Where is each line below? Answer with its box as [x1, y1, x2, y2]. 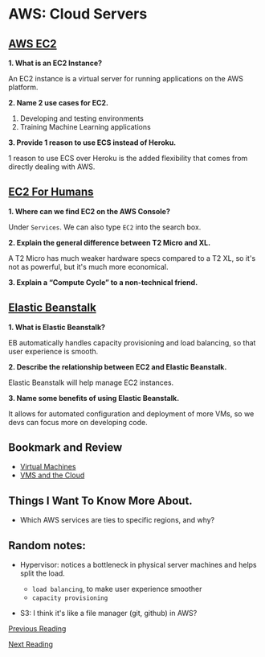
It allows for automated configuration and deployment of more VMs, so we [8, 408, 255, 419]
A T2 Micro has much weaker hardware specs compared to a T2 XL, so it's [8, 253, 256, 262]
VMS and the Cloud [19, 470, 85, 480]
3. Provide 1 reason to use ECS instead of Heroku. [8, 138, 177, 147]
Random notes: [8, 539, 86, 552]
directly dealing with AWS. [8, 162, 96, 171]
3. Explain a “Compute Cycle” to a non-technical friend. [8, 277, 198, 287]
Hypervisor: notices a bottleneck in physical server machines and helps [19, 560, 257, 570]
